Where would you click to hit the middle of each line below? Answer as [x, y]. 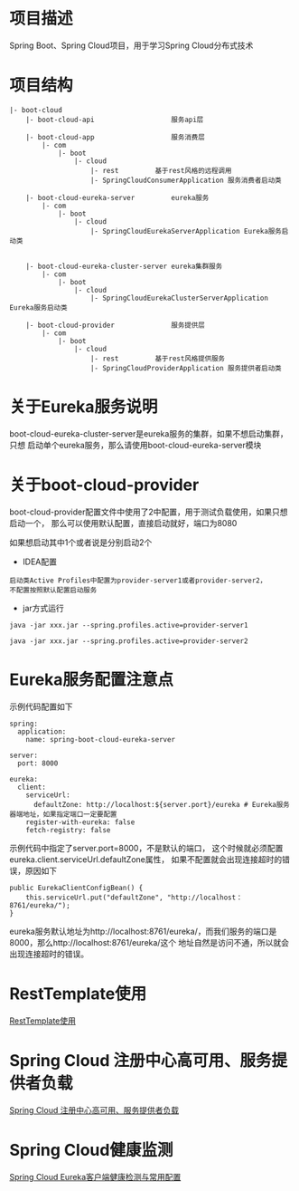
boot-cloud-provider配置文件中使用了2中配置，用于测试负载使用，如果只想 [149, 512]
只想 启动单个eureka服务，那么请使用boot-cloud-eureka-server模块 [135, 445]
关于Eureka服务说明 [84, 407]
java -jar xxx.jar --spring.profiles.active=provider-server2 [129, 641]
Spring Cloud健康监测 [91, 1150]
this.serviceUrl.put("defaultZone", [95, 898]
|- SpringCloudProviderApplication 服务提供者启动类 [186, 368]
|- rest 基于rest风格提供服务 [158, 359]
